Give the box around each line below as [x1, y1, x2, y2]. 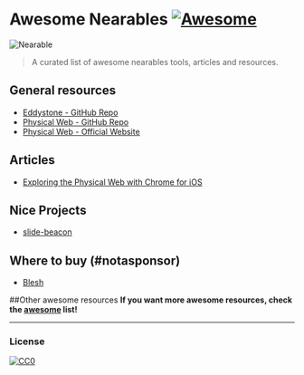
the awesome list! [9, 304, 78, 315]
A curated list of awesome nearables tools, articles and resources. [31, 56, 279, 67]
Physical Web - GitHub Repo [22, 116, 129, 127]
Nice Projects [9, 202, 87, 217]
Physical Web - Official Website [22, 126, 140, 137]
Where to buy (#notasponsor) [9, 253, 181, 268]
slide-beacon [22, 226, 72, 237]
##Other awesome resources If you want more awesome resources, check [9, 294, 292, 305]
